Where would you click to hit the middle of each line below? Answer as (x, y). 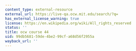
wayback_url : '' (21, 41)
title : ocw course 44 (27, 32)
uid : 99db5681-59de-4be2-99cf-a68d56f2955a (50, 37)
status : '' (16, 28)
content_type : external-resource (39, 9)
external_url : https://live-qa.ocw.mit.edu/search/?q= (62, 14)
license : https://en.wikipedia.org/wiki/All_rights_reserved (68, 23)
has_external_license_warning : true (42, 18)
